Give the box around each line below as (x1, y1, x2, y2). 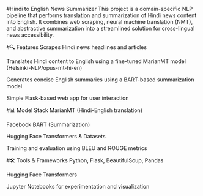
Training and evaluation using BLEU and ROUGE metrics (6, 145, 147, 152)
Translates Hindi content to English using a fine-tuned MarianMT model (6, 58, 186, 65)
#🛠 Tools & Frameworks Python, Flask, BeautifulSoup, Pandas (6, 157, 164, 164)
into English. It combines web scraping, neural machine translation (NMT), (6, 18, 193, 25)
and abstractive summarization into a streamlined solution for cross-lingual (6, 24, 195, 32)
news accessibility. (6, 31, 54, 39)
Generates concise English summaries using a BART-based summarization (6, 76, 194, 83)
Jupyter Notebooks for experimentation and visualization (6, 183, 150, 190)
